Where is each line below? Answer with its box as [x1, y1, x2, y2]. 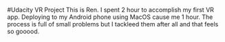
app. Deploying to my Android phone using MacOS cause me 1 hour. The [7, 13, 213, 21]
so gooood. [7, 27, 40, 35]
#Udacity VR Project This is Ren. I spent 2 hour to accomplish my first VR [7, 6, 215, 14]
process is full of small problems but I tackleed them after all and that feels [7, 20, 219, 28]
